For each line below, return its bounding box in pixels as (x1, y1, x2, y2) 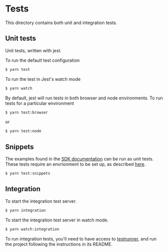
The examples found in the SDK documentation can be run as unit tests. (5, 156, 154, 162)
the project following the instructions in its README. (5, 241, 113, 247)
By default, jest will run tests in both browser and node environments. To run (5, 95, 163, 101)
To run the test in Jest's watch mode (5, 76, 81, 82)
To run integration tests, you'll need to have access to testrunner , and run (5, 235, 157, 241)
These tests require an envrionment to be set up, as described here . (5, 161, 146, 167)
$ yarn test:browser (5, 110, 49, 115)
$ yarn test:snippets (5, 171, 51, 176)
